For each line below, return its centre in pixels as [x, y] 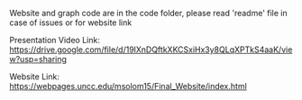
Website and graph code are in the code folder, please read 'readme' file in [149, 13]
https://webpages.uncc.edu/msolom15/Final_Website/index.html [128, 86]
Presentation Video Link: [55, 40]
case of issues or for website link [71, 23]
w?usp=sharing [38, 59]
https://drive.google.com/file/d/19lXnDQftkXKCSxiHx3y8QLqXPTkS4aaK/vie [151, 50]
